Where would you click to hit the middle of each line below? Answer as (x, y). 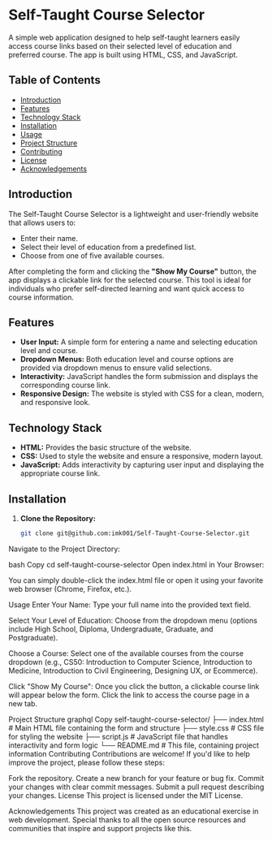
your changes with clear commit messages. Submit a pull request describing (136, 787)
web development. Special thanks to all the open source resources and (127, 819)
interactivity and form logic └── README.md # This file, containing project (134, 745)
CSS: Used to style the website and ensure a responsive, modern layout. (142, 456)
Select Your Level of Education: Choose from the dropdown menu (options (133, 620)
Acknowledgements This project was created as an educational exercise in (134, 811)
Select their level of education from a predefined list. (108, 247)
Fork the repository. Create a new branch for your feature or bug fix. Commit (136, 778)
